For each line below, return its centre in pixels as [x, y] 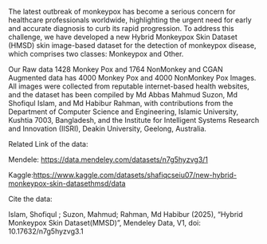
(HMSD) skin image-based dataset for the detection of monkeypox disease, [132, 45]
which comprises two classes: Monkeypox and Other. [96, 54]
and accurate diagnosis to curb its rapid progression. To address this [121, 28]
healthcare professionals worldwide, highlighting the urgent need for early [130, 20]
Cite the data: [31, 199]
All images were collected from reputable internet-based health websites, [129, 86]
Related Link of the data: [48, 144]
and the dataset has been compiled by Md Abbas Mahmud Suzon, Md [123, 94]
